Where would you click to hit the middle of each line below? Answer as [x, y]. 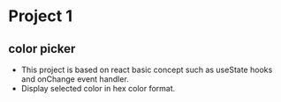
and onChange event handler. [75, 79]
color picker [42, 49]
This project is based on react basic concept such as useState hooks [147, 69]
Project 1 [40, 16]
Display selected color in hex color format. [98, 88]
